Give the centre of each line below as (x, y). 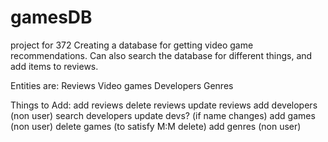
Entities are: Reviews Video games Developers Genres (122, 85)
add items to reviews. (54, 66)
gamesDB (51, 17)
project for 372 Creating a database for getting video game (132, 45)
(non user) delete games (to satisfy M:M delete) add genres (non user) (156, 126)
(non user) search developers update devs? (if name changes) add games (163, 115)
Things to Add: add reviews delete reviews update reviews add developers (164, 105)
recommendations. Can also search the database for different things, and (161, 55)
